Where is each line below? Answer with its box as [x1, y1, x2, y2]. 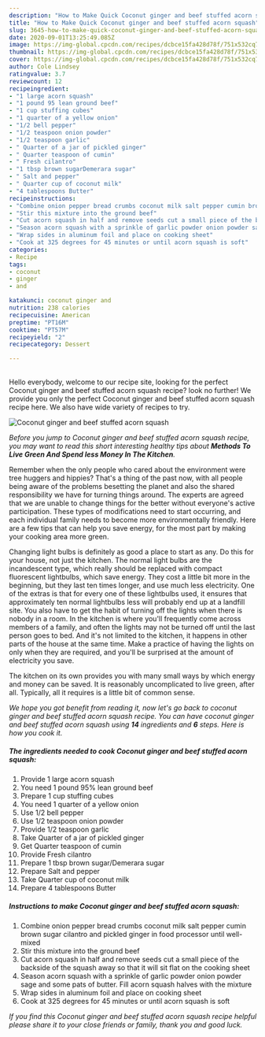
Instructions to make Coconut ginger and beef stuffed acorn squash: [9, 901, 240, 910]
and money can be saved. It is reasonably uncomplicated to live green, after [9, 680, 255, 689]
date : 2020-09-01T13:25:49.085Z [9, 33, 115, 42]
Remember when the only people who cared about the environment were [9, 465, 246, 475]
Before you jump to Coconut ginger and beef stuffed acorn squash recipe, [9, 433, 250, 443]
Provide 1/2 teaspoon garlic [20, 824, 109, 835]
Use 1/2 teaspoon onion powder [20, 817, 124, 826]
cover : [9, 56, 31, 64]
